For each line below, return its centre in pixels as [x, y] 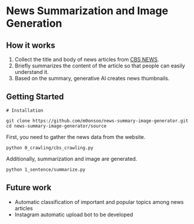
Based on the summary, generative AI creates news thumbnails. [92, 78]
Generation [34, 23]
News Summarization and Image [87, 11]
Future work [29, 188]
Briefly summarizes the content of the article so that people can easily [100, 66]
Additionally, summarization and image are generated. [72, 158]
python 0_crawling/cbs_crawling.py [50, 148]
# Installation [25, 111]
